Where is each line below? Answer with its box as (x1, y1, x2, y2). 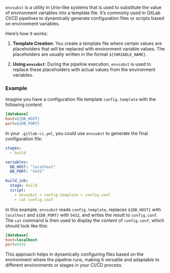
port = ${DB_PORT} (5, 121, 40, 127)
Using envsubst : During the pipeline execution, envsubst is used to (12, 61, 151, 67)
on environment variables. (5, 20, 60, 27)
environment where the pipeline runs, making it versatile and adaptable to (5, 257, 159, 263)
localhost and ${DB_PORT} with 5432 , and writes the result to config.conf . (5, 212, 158, 218)
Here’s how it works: (5, 31, 48, 36)
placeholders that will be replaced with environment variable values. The (12, 46, 165, 52)
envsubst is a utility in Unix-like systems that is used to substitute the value (5, 5, 162, 10)
